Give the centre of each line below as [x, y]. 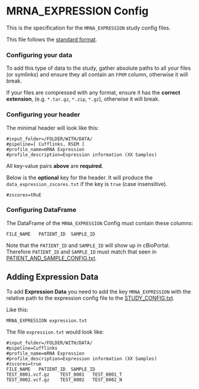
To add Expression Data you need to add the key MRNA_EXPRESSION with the [99, 291]
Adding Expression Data [52, 277]
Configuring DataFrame [41, 210]
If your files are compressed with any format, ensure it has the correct [93, 93]
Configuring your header [43, 114]
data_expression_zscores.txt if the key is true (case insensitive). [87, 184]
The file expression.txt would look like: [55, 332]
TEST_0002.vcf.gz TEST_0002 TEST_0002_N [64, 380]
